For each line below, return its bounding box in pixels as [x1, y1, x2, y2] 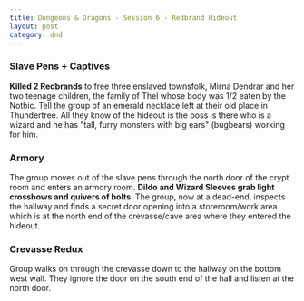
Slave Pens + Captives [9, 60, 111, 73]
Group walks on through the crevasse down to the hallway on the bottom [9, 264, 281, 275]
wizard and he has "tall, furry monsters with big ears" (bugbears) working [9, 119, 286, 130]
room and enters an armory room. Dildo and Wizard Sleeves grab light [9, 181, 275, 192]
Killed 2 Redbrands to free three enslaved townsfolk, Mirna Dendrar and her [9, 81, 295, 92]
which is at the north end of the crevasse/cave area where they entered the [9, 210, 292, 221]
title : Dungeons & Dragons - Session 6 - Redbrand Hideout [9, 13, 238, 23]
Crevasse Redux [9, 242, 83, 255]
